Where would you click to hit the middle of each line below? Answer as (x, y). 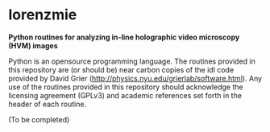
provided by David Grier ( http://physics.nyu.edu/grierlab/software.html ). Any (135, 78)
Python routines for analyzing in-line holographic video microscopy (124, 37)
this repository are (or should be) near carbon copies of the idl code (121, 69)
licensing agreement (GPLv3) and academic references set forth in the (125, 95)
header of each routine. (48, 104)
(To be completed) (39, 119)
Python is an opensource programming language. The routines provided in (132, 61)
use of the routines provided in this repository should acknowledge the (126, 87)
